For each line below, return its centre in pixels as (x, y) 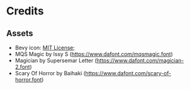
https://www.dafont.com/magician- (140, 60)
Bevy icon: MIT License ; (45, 48)
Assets (20, 33)
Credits (25, 11)
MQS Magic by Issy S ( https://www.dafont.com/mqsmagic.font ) (94, 54)
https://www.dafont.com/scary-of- (128, 73)
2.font (22, 67)
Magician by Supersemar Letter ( (56, 60)
